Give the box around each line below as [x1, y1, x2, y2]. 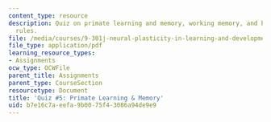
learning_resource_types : [8, 49, 95, 57]
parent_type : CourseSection [8, 79, 103, 87]
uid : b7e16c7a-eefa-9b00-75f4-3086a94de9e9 [8, 101, 157, 109]
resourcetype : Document [8, 86, 89, 95]
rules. [15, 26, 38, 35]
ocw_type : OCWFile [8, 64, 70, 72]
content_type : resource [8, 11, 89, 20]
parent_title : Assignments [8, 71, 99, 79]
